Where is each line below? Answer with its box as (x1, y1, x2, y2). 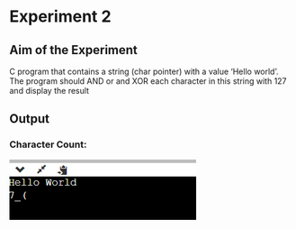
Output (9, 111, 49, 127)
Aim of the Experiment (9, 42, 138, 58)
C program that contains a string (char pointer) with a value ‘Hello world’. (9, 66, 279, 77)
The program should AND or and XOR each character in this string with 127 (9, 76, 287, 87)
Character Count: (9, 138, 87, 151)
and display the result (9, 86, 90, 96)
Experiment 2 (9, 6, 112, 27)
